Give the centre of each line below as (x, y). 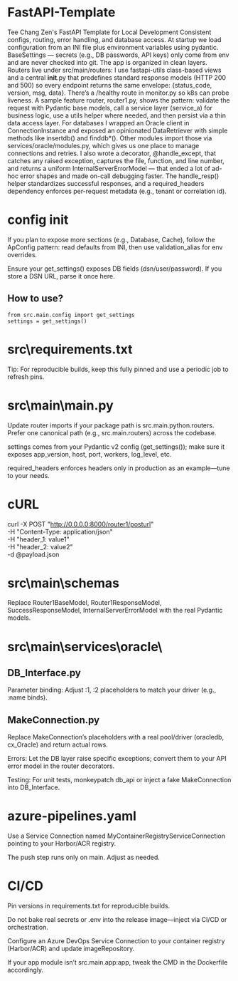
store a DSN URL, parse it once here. (61, 276)
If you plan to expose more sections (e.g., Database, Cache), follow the (111, 239)
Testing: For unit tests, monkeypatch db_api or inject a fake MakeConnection (119, 780)
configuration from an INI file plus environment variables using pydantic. (113, 47)
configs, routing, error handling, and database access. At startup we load (114, 39)
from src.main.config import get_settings (71, 315)
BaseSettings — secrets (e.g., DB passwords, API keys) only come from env (118, 55)
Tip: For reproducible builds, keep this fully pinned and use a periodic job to (118, 369)
